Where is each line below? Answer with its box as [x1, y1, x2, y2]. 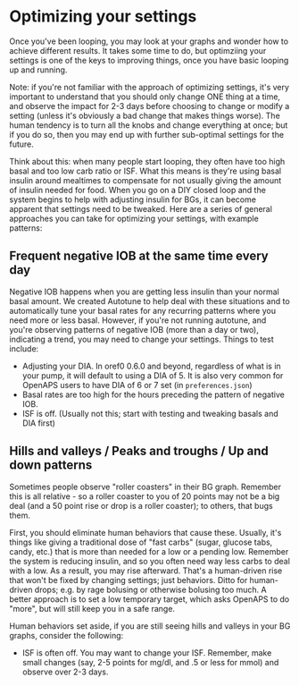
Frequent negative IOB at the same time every [9, 249, 270, 264]
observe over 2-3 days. [21, 666, 109, 677]
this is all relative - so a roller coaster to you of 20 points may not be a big [9, 490, 280, 502]
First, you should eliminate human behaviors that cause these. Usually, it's [9, 527, 282, 538]
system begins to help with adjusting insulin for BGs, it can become [9, 194, 257, 205]
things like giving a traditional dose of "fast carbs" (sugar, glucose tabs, [9, 537, 273, 547]
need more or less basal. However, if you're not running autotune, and [9, 315, 267, 326]
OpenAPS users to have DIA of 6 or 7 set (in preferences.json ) [21, 379, 253, 390]
